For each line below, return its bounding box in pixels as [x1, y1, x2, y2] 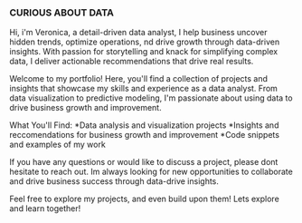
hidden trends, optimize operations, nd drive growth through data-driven [9, 36, 280, 47]
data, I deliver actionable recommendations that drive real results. [9, 56, 254, 67]
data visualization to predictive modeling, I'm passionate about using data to [9, 92, 293, 103]
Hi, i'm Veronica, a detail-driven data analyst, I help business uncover [9, 27, 268, 38]
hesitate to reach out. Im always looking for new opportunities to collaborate [9, 166, 294, 178]
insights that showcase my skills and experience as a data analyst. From [9, 83, 278, 94]
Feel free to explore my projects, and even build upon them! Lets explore [9, 193, 280, 205]
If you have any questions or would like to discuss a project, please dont [9, 157, 278, 168]
